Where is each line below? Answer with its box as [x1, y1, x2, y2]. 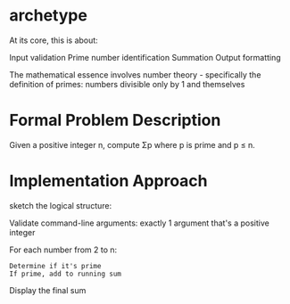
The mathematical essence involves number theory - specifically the [9, 69, 261, 80]
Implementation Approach [9, 171, 208, 192]
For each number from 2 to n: [9, 244, 118, 255]
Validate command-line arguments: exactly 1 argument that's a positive [9, 218, 269, 228]
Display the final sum [9, 284, 87, 295]
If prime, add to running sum [9, 269, 122, 278]
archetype [9, 5, 87, 26]
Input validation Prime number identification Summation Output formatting [9, 52, 281, 62]
